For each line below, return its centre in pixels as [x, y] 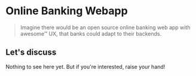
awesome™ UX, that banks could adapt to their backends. [91, 33]
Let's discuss [31, 53]
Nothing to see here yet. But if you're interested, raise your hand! [85, 66]
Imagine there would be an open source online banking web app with [105, 27]
